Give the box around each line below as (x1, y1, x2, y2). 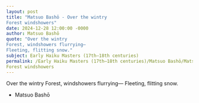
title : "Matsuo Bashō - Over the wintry (6, 14, 108, 20)
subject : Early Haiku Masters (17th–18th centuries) (6, 53, 139, 59)
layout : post (6, 8, 38, 15)
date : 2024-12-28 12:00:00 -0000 (6, 25, 89, 31)
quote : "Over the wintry (6, 36, 68, 42)
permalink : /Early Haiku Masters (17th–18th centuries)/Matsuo (6, 58, 166, 64)
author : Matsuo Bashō (6, 31, 60, 37)
